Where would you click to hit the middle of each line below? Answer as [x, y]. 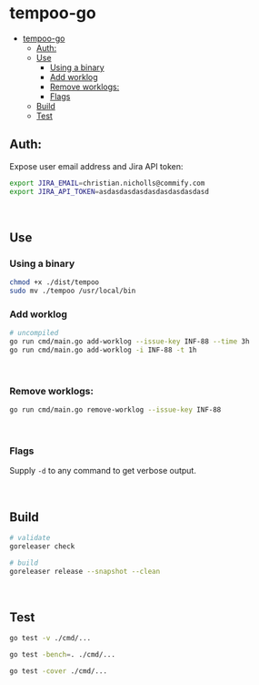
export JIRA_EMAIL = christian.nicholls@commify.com [107, 183]
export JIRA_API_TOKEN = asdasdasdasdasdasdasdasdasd [109, 191]
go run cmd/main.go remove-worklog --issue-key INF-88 [115, 410]
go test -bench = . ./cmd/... [63, 655]
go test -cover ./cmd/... [58, 671]
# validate [30, 538]
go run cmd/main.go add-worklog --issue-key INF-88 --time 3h [129, 342]
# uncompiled [34, 333]
